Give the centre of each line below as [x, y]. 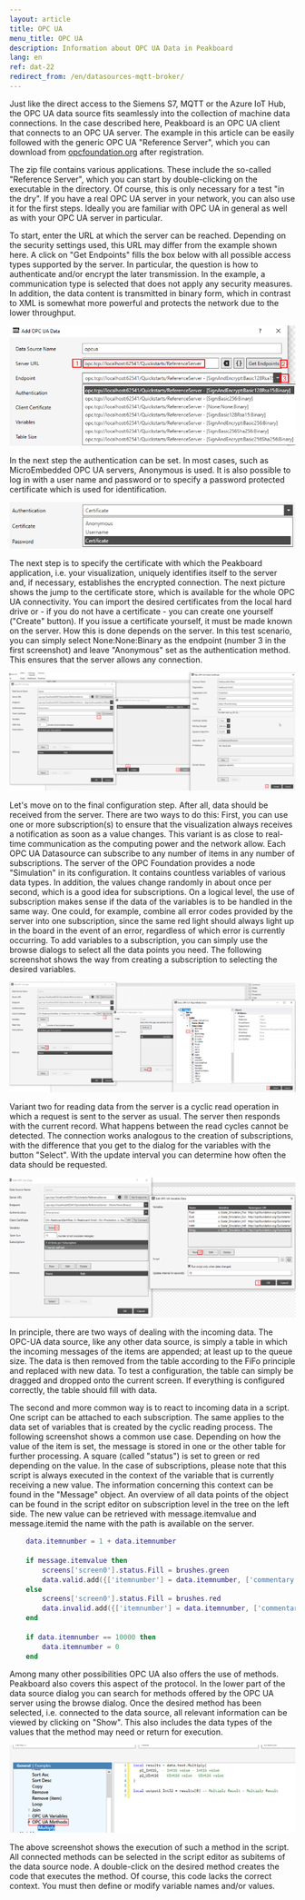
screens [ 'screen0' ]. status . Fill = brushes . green [136, 1570]
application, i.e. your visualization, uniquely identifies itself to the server [143, 572]
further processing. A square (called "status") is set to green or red [135, 1456]
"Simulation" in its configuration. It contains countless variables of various [148, 872]
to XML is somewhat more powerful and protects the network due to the [144, 303]
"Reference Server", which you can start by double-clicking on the [133, 179]
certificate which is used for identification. [89, 490]
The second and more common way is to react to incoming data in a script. [150, 1408]
